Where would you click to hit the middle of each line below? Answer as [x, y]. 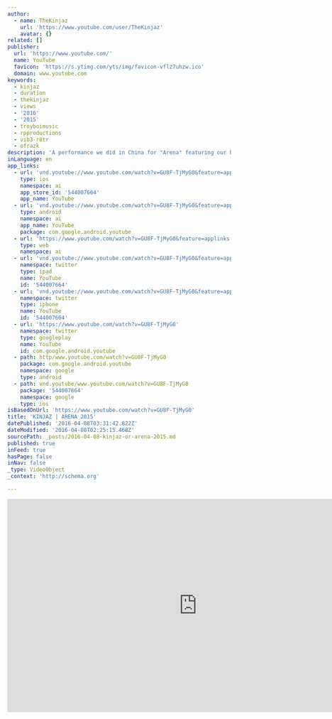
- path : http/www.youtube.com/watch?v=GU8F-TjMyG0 [90, 357]
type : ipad [36, 271]
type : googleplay [46, 337]
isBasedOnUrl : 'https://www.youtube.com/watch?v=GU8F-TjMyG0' [101, 410]
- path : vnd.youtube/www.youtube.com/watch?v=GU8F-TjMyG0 [101, 384]
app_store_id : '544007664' [60, 193]
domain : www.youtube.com [50, 73]
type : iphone [39, 305]
